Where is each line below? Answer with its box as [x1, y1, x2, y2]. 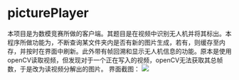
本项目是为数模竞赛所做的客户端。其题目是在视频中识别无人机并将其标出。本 [7, 29, 232, 38]
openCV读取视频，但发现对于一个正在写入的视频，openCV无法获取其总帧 [7, 55, 223, 64]
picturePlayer [7, 5, 89, 21]
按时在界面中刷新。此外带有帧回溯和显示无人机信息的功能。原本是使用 [26, 47, 232, 55]
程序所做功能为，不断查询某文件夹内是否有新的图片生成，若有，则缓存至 [7, 38, 219, 47]
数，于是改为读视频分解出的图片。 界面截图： [7, 64, 140, 73]
